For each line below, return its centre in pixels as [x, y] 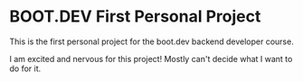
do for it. [25, 68]
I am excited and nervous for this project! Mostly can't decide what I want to [151, 58]
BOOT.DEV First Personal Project [135, 17]
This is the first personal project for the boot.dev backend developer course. [151, 41]
